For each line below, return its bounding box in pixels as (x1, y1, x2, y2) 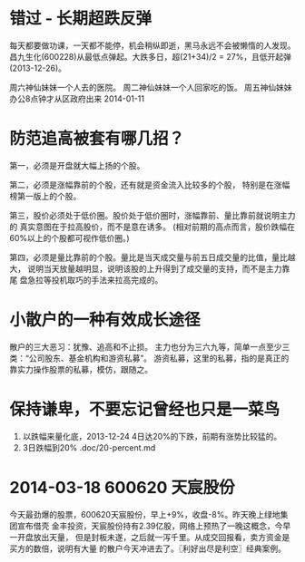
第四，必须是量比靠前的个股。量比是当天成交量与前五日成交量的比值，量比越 (9, 251, 296, 263)
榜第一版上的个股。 (9, 190, 82, 201)
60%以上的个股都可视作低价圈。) (9, 232, 130, 243)
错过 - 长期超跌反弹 (9, 8, 152, 29)
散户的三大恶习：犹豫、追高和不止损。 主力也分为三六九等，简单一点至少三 (9, 341, 290, 352)
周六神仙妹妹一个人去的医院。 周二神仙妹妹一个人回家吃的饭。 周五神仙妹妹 (9, 82, 292, 92)
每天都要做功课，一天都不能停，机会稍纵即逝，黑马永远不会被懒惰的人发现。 (9, 40, 296, 51)
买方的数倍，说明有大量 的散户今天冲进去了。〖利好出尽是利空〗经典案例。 (9, 543, 286, 554)
